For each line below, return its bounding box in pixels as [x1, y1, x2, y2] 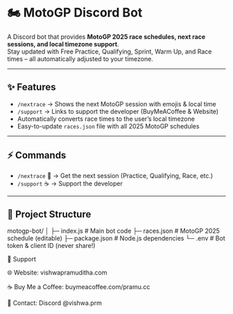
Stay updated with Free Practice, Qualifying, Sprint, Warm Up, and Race [7, 47, 212, 56]
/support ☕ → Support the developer [17, 179, 123, 188]
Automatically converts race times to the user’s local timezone [17, 115, 196, 123]
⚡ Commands [7, 149, 67, 161]
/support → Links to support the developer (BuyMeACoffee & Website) [17, 107, 219, 115]
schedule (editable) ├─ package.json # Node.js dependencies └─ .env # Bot [7, 234, 225, 242]
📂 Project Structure [7, 208, 92, 220]
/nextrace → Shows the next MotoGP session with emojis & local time [17, 99, 216, 108]
